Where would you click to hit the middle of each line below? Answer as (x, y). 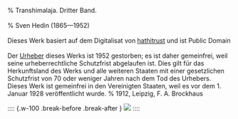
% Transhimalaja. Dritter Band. (52, 10)
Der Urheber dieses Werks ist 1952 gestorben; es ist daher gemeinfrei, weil (118, 56)
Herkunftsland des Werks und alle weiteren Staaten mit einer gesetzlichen (116, 71)
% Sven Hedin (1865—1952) (49, 25)
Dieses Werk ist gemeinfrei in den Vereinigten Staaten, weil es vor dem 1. (114, 86)
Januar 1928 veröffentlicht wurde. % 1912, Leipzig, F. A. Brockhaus (105, 93)
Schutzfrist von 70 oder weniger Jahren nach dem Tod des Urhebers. (109, 78)
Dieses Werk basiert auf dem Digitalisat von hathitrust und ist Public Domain (119, 41)
